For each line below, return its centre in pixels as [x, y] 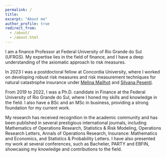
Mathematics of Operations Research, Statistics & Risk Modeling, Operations [83, 128]
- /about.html [24, 38]
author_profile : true [28, 24]
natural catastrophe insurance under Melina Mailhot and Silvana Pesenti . [79, 82]
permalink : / [19, 10]
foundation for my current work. [38, 108]
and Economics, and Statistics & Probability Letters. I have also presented [80, 138]
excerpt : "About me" [27, 19]
